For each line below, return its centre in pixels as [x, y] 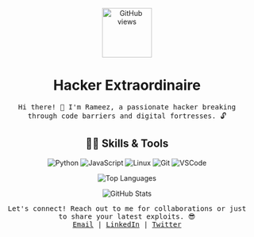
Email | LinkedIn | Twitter [127, 224]
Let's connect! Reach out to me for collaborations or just [127, 208]
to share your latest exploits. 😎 [127, 216]
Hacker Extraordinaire [127, 85]
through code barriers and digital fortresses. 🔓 [127, 116]
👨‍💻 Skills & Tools [127, 144]
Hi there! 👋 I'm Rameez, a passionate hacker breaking [127, 107]
